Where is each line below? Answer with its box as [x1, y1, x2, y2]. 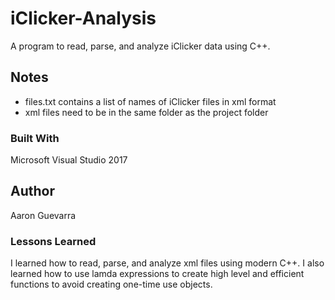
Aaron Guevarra [10, 209, 77, 221]
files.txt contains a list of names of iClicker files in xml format [24, 95, 277, 107]
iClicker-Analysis [10, 7, 157, 30]
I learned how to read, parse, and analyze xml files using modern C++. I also [10, 257, 325, 269]
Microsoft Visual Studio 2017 [10, 154, 128, 166]
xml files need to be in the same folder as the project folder [24, 106, 269, 118]
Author [10, 183, 55, 200]
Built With [10, 131, 60, 145]
